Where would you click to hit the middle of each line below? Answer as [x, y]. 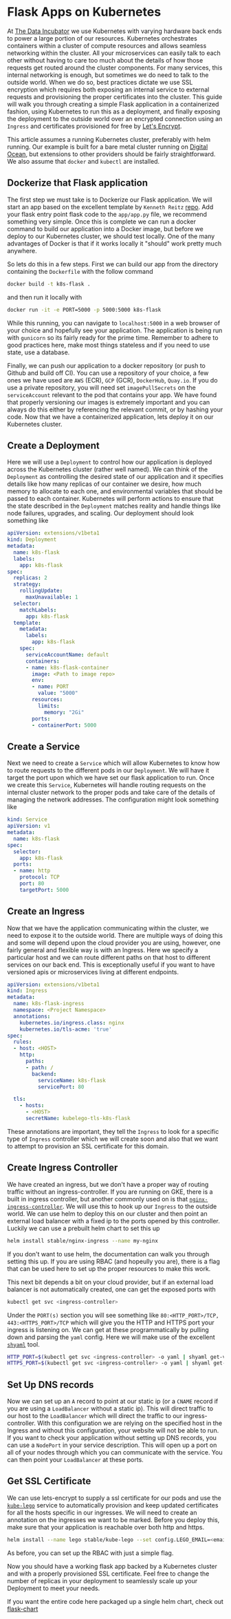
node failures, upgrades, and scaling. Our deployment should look [101, 513]
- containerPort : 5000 [64, 725]
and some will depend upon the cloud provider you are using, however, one [114, 943]
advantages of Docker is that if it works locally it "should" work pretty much [114, 243]
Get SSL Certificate [49, 1481]
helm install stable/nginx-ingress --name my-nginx [82, 1241]
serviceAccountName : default [67, 654]
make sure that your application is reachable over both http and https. [106, 1527]
